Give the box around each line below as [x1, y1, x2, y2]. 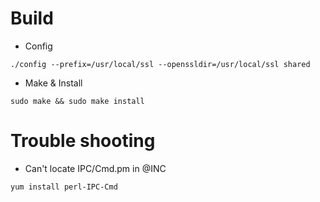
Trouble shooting [10, 130, 156, 152]
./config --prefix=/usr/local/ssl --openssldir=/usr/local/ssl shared [10, 59, 311, 69]
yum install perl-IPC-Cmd [10, 182, 118, 192]
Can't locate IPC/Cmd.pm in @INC [24, 162, 167, 174]
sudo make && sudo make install [10, 96, 145, 106]
